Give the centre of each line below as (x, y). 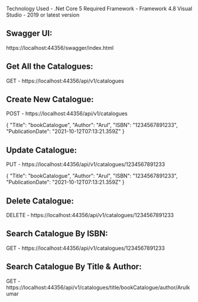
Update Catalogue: (42, 150)
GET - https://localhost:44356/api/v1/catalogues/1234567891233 (86, 248)
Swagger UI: (29, 34)
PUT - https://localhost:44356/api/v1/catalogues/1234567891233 (86, 164)
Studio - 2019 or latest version (43, 15)
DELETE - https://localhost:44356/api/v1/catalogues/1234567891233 (90, 215)
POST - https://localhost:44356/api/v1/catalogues (67, 114)
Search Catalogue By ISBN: (57, 234)
